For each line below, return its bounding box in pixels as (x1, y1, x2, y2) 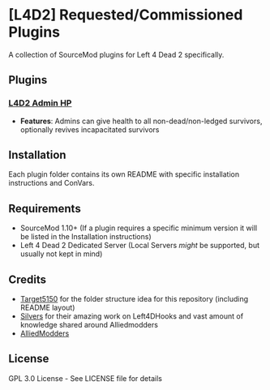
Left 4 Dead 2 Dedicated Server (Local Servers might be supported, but (19, 241, 260, 251)
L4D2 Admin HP (8, 97, 72, 109)
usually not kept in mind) (19, 249, 103, 259)
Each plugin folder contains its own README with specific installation (8, 169, 240, 179)
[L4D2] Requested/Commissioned (8, 6, 243, 24)
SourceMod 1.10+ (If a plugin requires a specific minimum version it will (19, 223, 258, 233)
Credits (8, 272, 47, 286)
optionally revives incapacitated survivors (19, 124, 160, 135)
